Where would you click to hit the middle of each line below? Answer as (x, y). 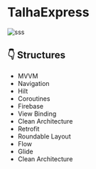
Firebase (31, 106)
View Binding (37, 114)
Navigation (33, 83)
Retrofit (28, 129)
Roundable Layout (44, 136)
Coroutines (34, 98)
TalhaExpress (48, 12)
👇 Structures (37, 55)
